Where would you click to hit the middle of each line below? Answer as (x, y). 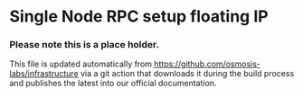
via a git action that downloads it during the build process (187, 74)
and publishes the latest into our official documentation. (113, 84)
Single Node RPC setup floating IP (139, 17)
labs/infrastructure (44, 74)
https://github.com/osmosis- (207, 64)
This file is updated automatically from (80, 64)
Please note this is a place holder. (85, 45)
